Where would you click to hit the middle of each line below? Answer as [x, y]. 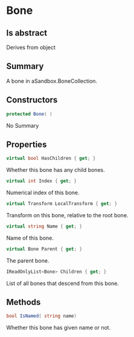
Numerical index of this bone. [43, 193]
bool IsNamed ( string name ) [42, 316]
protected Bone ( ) [29, 114]
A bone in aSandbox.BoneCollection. [52, 81]
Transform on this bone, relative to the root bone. [67, 215]
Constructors [32, 100]
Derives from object [31, 47]
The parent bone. [28, 260]
